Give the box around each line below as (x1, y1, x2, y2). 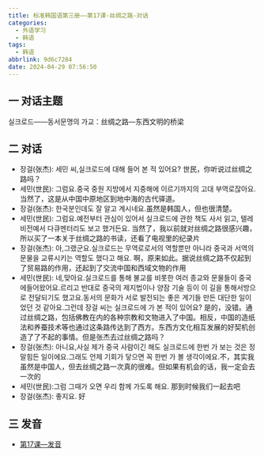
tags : (8, 41, 26, 49)
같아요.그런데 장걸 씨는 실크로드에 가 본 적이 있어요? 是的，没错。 (43, 303, 247, 312)
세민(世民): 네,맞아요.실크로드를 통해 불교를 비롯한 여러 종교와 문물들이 (19, 273, 237, 283)
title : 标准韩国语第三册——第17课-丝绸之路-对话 (8, 11, 149, 20)
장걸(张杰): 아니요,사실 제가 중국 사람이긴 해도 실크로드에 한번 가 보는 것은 (19, 342, 247, 352)
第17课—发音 (19, 439, 62, 449)
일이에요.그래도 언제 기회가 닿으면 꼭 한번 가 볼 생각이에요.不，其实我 (40, 352, 255, 362)
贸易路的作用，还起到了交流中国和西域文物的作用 (26, 263, 187, 273)
